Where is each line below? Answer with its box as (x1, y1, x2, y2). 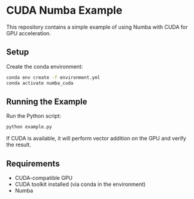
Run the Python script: (6, 112, 62, 120)
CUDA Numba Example (6, 4, 123, 17)
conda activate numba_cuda (6, 80, 74, 86)
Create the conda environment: (6, 63, 83, 70)
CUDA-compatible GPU (14, 174, 73, 181)
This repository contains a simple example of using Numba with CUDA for (6, 23, 188, 30)
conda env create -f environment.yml (6, 74, 101, 81)
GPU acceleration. (6, 29, 51, 36)
